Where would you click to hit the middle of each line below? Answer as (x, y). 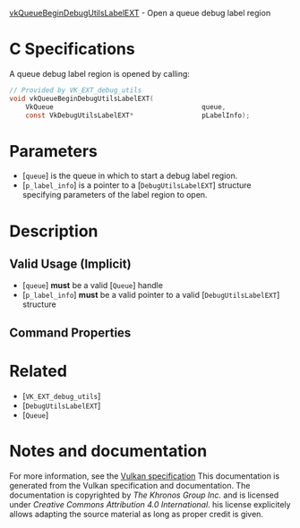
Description (54, 231)
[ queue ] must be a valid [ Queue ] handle (93, 285)
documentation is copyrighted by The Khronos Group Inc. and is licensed (144, 495)
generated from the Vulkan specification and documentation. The (130, 485)
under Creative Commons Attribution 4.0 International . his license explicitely (150, 504)
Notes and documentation (108, 451)
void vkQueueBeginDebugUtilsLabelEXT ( (81, 98)
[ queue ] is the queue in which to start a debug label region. (130, 176)
